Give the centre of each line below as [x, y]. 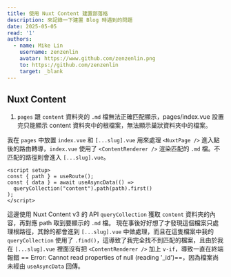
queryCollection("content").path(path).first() [83, 189]
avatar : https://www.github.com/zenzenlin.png [88, 59]
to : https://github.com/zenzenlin [69, 65]
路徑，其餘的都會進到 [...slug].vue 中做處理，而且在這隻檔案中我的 [116, 231]
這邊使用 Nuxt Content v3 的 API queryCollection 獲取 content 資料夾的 [109, 214]
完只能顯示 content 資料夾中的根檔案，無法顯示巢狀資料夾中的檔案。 [114, 126]
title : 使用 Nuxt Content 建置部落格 [58, 13]
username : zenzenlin [49, 52]
